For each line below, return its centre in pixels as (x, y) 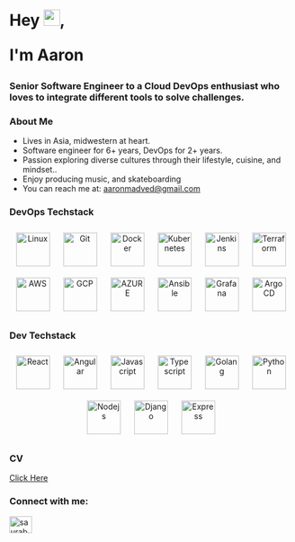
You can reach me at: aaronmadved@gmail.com (111, 189)
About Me (31, 121)
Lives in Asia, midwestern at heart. (86, 141)
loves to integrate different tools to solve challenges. (127, 97)
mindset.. (40, 170)
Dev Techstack (43, 335)
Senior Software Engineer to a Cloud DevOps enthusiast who (145, 86)
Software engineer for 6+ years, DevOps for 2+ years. (122, 151)
